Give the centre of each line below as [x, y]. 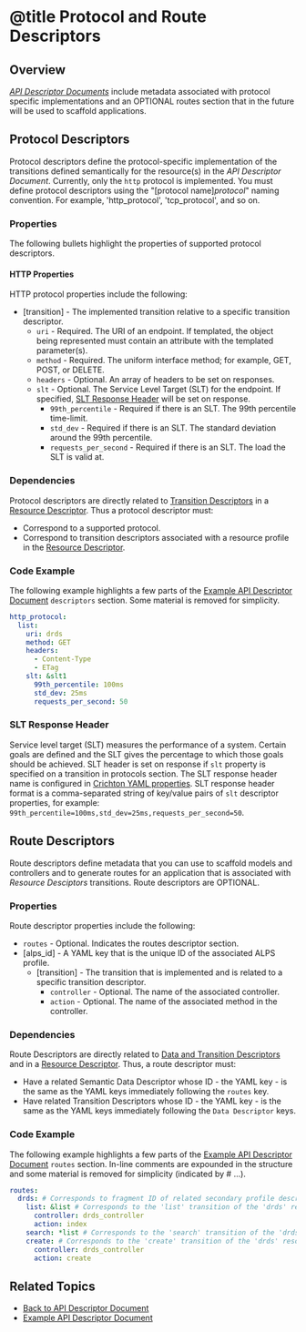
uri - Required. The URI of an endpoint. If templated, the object [155, 331]
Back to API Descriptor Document [86, 1308]
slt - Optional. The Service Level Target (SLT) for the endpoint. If [158, 390]
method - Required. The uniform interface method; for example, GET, [163, 361]
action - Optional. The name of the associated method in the [163, 1001]
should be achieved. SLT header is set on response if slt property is [138, 764]
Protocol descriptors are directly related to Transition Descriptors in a [139, 500]
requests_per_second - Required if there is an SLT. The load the [168, 447]
